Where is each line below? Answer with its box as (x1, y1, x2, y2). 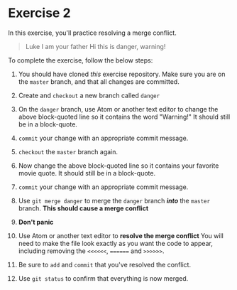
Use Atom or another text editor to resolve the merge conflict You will (18, 231, 224, 240)
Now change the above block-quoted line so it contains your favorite (18, 161, 219, 170)
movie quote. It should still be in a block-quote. (18, 168, 155, 177)
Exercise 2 (8, 5, 71, 21)
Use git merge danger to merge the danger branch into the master (18, 196, 211, 205)
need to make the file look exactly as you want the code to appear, (18, 239, 214, 247)
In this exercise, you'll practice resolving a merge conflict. (8, 28, 177, 37)
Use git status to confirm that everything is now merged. (18, 274, 189, 282)
